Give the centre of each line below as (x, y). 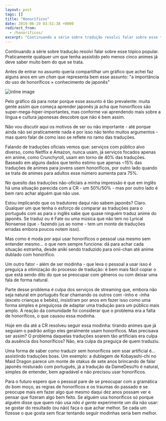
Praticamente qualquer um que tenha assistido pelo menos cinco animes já (82, 56)
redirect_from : (21, 28)
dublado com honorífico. (30, 254)
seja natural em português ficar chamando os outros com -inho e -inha (77, 295)
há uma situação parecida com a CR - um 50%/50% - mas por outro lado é (82, 188)
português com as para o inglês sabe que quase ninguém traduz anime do (81, 213)
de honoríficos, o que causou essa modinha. (50, 316)
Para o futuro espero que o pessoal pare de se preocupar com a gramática (81, 381)
